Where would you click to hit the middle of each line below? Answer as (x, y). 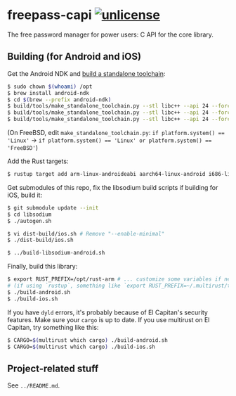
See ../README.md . (34, 385)
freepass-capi (50, 15)
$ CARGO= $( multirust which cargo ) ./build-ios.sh (81, 347)
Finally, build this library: (42, 267)
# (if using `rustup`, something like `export (77, 286)
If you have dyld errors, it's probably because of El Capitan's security (108, 312)
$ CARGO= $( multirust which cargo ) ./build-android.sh (88, 340)
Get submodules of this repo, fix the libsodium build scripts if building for (113, 187)
